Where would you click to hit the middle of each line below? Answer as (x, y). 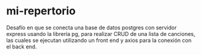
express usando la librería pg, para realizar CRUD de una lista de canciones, (101, 33)
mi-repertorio (41, 11)
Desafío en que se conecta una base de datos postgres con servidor (91, 27)
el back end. (22, 47)
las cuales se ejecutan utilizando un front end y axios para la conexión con (99, 40)
